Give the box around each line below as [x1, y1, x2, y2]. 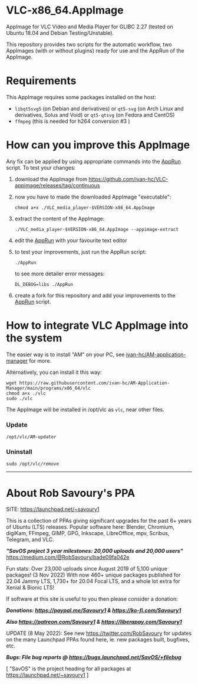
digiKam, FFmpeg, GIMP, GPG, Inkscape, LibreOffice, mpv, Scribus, [6, 530, 170, 537]
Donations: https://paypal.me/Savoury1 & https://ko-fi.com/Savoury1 [6, 607, 181, 614]
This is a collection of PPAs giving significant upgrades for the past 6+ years [6, 517, 192, 525]
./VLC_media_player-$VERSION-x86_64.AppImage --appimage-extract [14, 226, 179, 232]
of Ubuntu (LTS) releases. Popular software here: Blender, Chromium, [6, 523, 175, 530]
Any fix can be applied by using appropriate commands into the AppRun [6, 158, 181, 165]
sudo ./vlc [6, 395, 33, 402]
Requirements [6, 74, 77, 87]
